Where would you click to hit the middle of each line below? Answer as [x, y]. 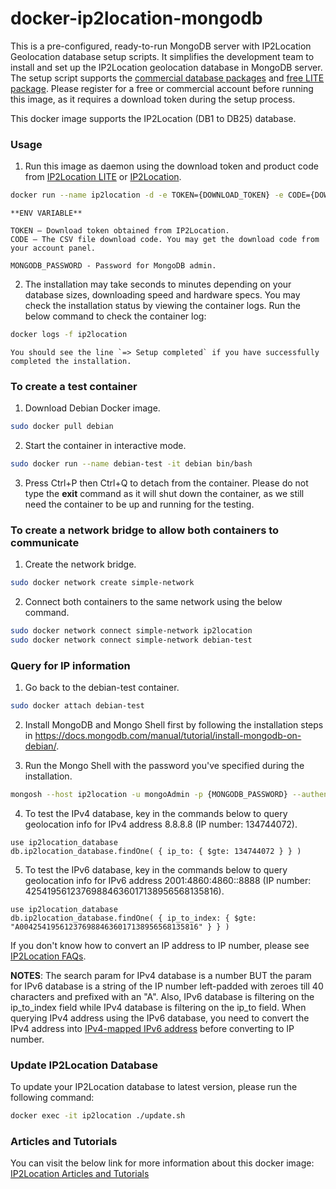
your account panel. [53, 248]
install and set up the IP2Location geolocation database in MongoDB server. [166, 67]
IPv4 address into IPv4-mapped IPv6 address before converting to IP [152, 1028]
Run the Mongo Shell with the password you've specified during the [164, 766]
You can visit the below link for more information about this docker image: [162, 1163]
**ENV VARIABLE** [46, 213]
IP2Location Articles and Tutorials [80, 1174]
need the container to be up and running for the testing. [139, 504]
